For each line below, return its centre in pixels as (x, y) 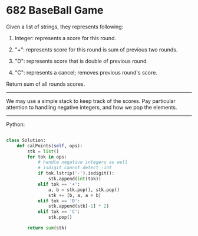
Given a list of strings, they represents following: (65, 27)
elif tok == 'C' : (59, 212)
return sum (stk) (47, 228)
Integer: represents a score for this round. (65, 38)
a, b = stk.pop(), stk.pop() (84, 190)
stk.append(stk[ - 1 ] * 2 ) (79, 206)
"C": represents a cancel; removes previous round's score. (86, 72)
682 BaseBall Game (55, 10)
